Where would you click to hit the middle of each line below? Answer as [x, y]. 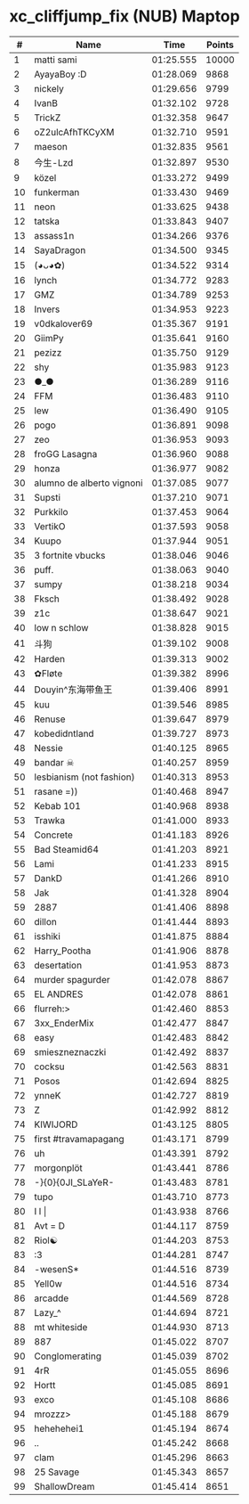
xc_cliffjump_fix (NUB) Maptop [124, 16]
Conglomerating [68, 1356]
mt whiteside [61, 1327]
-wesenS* [57, 1269]
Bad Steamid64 [67, 849]
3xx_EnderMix [64, 1023]
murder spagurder [72, 979]
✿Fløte [48, 673]
